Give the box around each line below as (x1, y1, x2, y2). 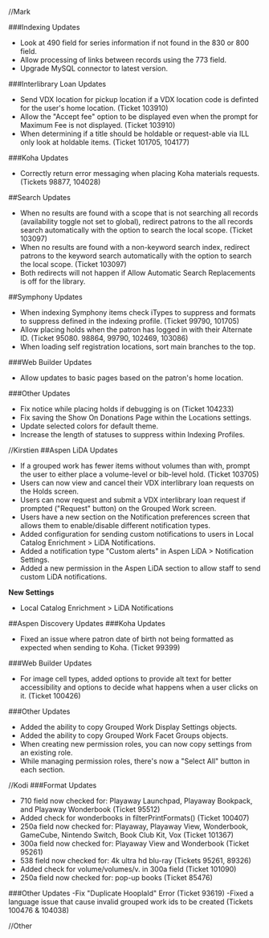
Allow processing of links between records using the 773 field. (19, 55, 227, 64)
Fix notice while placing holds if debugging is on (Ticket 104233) (19, 404, 234, 413)
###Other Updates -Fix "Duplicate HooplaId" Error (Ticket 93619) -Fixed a (8, 888, 255, 898)
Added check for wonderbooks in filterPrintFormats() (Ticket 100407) (19, 813, 250, 822)
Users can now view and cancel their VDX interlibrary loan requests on (19, 478, 255, 487)
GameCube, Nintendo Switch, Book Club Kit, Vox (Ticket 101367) (19, 830, 234, 839)
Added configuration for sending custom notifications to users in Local (19, 530, 255, 539)
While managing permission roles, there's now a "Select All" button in (19, 756, 251, 766)
